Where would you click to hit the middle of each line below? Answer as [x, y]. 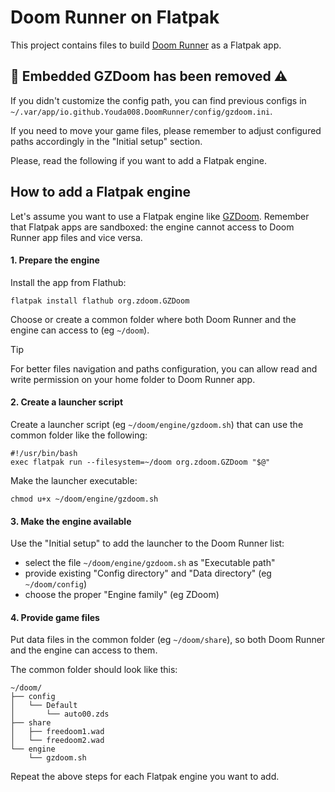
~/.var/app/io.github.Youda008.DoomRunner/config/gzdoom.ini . [141, 111]
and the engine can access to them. [84, 650]
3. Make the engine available [71, 521]
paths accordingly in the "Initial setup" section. [106, 141]
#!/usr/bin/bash [44, 453]
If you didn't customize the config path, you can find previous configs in [158, 100]
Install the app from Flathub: [68, 282]
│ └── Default [44, 706]
